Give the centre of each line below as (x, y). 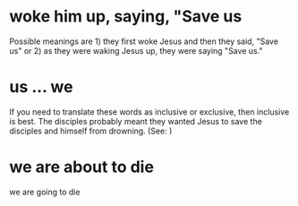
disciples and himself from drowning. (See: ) (91, 131)
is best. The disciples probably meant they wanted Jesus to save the (136, 121)
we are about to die (82, 167)
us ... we (41, 87)
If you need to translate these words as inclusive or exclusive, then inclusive (149, 112)
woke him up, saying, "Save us (126, 17)
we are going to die (45, 192)
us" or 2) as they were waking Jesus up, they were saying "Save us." (136, 50)
